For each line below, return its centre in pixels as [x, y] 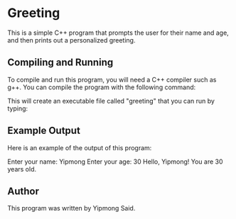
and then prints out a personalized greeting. [71, 40]
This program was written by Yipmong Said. [71, 208]
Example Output [44, 131]
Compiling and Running [60, 63]
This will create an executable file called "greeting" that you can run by [111, 101]
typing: [18, 108]
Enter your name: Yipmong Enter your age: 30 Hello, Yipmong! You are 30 [115, 162]
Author [23, 191]
